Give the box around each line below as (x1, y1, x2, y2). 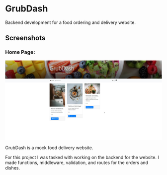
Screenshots (5, 34, 46, 42)
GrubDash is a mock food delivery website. (5, 145, 93, 151)
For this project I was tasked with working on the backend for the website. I (5, 154, 159, 160)
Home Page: (5, 49, 36, 56)
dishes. (5, 165, 20, 171)
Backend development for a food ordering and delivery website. (5, 19, 136, 25)
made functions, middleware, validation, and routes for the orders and (5, 160, 148, 166)
